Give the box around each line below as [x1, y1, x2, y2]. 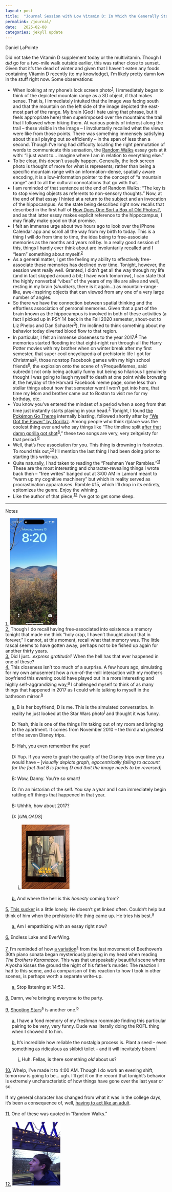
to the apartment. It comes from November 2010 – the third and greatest [12, 727, 164, 733]
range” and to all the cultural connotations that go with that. [12, 179, 138, 185]
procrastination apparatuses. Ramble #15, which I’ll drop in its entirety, [12, 482, 161, 488]
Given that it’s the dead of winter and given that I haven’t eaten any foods [5, 66, 160, 72]
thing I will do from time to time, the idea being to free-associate [12, 233, 148, 240]
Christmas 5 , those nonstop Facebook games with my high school [12, 356, 150, 363]
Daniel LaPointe [5, 45, 38, 51]
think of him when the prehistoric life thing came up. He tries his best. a [5, 912, 155, 919]
